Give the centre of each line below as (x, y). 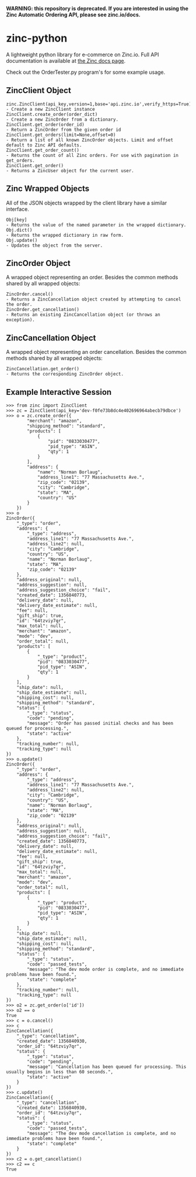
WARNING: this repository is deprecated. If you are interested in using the (97, 8)
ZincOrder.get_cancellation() (43, 310)
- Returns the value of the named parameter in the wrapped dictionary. (96, 225)
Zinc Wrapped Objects (48, 189)
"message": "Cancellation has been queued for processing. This (107, 1067)
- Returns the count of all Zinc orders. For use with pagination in (92, 155)
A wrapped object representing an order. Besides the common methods (92, 277)
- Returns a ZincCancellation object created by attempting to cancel (94, 299)
